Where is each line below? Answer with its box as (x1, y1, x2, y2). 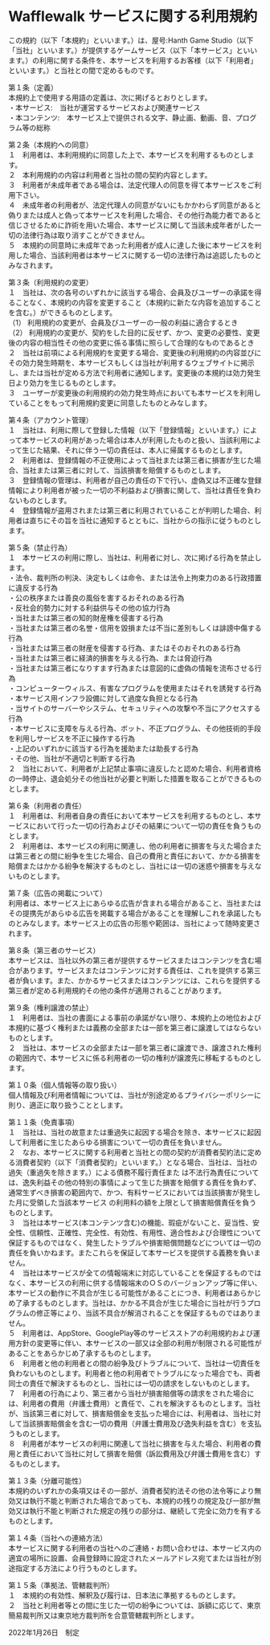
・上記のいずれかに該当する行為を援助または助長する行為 (8, 743, 198, 753)
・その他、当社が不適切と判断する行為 (8, 753, 135, 763)
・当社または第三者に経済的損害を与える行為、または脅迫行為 (8, 653, 213, 663)
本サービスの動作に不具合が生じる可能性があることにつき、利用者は (8, 1287, 234, 1298)
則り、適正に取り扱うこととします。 (8, 1100, 128, 1110)
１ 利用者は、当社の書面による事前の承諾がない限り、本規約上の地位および (8, 1013, 262, 1022)
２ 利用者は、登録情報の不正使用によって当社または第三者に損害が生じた (8, 455, 255, 464)
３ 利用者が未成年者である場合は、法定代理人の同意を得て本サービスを (8, 180, 247, 190)
